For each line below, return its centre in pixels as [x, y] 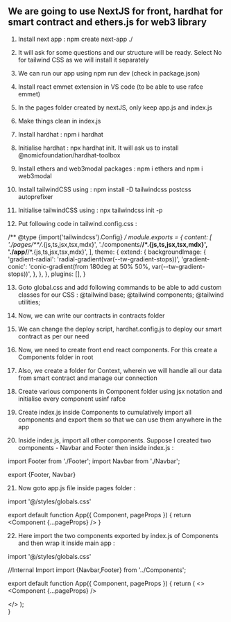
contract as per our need [53, 336]
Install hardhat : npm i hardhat [60, 134]
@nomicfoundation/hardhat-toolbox [69, 155]
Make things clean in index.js [59, 121]
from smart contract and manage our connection [88, 378]
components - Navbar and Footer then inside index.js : [96, 447]
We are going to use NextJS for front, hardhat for [115, 11]
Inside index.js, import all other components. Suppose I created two [114, 440]
